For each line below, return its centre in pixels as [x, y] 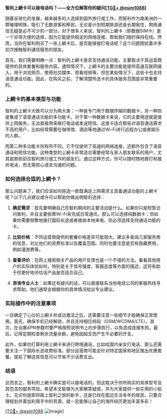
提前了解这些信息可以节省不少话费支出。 [55, 357]
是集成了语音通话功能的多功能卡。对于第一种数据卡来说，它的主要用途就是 [81, 117]
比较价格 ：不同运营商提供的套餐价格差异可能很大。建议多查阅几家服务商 [86, 237]
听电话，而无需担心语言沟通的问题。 [42, 165]
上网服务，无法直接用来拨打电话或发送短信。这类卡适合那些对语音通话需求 [85, 123]
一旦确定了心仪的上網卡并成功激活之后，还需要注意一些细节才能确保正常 [79, 315]
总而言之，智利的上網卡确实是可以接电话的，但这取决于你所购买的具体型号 [81, 383]
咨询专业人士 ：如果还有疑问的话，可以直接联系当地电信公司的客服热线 [84, 283]
